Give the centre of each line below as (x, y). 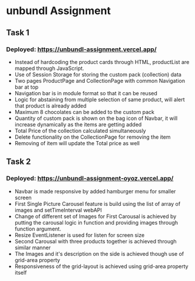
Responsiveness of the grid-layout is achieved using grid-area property (101, 266)
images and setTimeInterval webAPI (58, 210)
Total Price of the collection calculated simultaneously (80, 131)
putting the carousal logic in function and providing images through (96, 222)
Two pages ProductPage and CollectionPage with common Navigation (100, 81)
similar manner (33, 247)
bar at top (27, 87)
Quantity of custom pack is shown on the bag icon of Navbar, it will (96, 118)
